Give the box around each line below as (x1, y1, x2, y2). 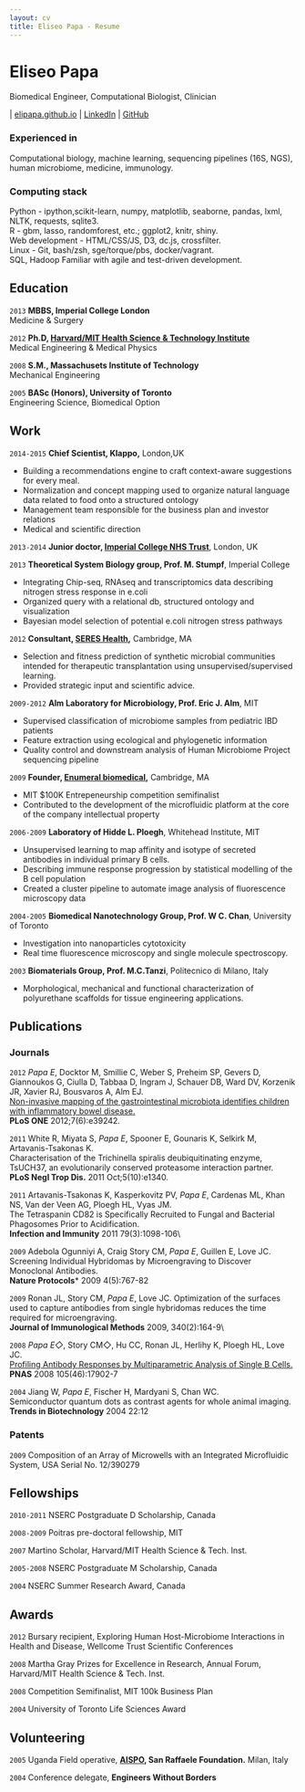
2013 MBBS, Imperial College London (9, 305, 150, 316)
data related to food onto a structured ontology (22, 494, 199, 505)
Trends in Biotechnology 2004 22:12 (9, 1406, 149, 1417)
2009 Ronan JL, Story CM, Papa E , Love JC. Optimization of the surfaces (9, 1293, 280, 1304)
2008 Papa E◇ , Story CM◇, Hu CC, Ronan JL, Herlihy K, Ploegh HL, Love (9, 1339, 285, 1351)
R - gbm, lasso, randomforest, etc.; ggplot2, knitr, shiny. (9, 225, 219, 236)
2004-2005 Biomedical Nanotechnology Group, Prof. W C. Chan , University (9, 910, 292, 921)
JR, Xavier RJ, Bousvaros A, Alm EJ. (9, 1086, 144, 1097)
